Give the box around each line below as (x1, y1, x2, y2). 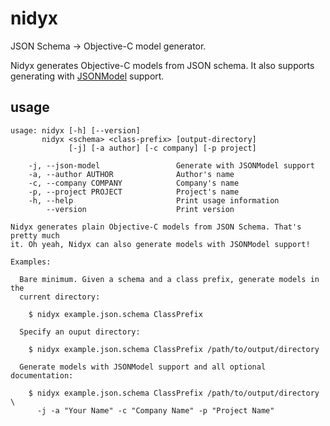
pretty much (10, 230, 60, 241)
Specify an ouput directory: (19, 327, 141, 337)
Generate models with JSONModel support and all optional (19, 362, 267, 372)
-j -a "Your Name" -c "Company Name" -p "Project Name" (36, 405, 275, 416)
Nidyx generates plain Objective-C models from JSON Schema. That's (10, 222, 302, 232)
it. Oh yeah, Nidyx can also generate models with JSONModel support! (10, 239, 311, 249)
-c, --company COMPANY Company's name (28, 178, 240, 188)
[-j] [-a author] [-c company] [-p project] (68, 143, 257, 153)
